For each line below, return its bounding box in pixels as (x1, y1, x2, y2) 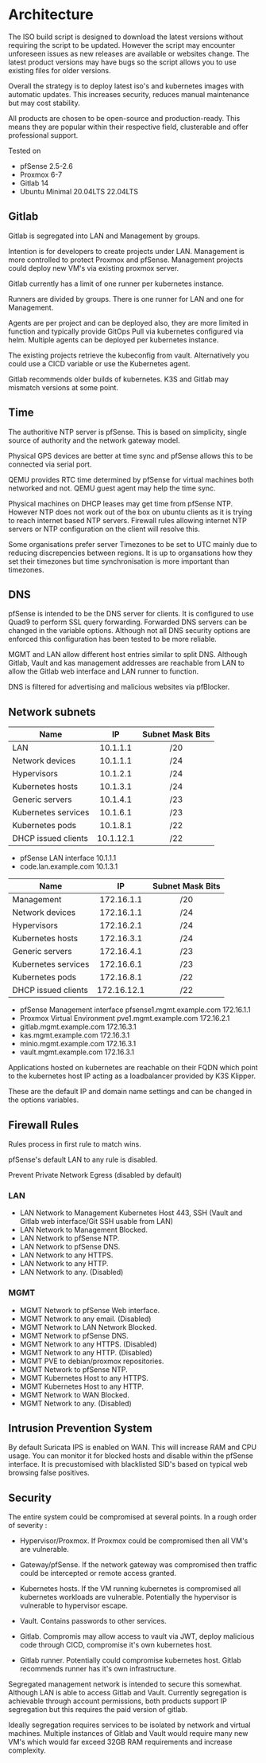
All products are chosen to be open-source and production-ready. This (8, 113, 241, 123)
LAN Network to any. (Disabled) (19, 1268, 124, 1277)
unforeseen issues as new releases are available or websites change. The (8, 49, 250, 58)
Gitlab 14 (19, 178, 49, 188)
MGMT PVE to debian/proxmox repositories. (19, 1356, 164, 1366)
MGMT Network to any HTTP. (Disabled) (19, 1347, 152, 1357)
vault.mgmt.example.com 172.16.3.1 (19, 1047, 135, 1057)
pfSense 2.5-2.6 (19, 161, 73, 170)
